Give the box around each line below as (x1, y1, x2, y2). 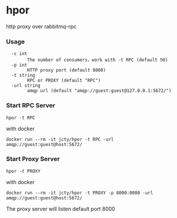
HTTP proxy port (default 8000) (27, 67, 107, 73)
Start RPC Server (6, 101, 56, 110)
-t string (11, 73, 35, 79)
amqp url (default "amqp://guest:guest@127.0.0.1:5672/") (27, 88, 172, 94)
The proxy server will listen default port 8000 (6, 205, 115, 212)
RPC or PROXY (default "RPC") (27, 77, 101, 84)
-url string (11, 83, 41, 88)
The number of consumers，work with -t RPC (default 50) (27, 57, 168, 63)
